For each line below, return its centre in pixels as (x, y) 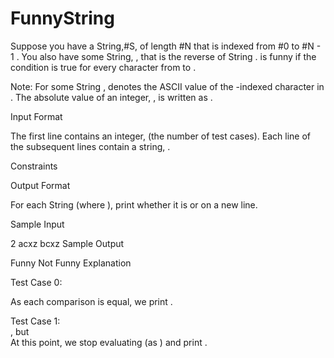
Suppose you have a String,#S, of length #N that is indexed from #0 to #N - (166, 46)
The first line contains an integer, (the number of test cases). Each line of (161, 136)
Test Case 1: (35, 321)
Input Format (36, 116)
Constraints (34, 166)
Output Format (40, 185)
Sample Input (37, 224)
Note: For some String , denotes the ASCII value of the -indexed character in (167, 86)
